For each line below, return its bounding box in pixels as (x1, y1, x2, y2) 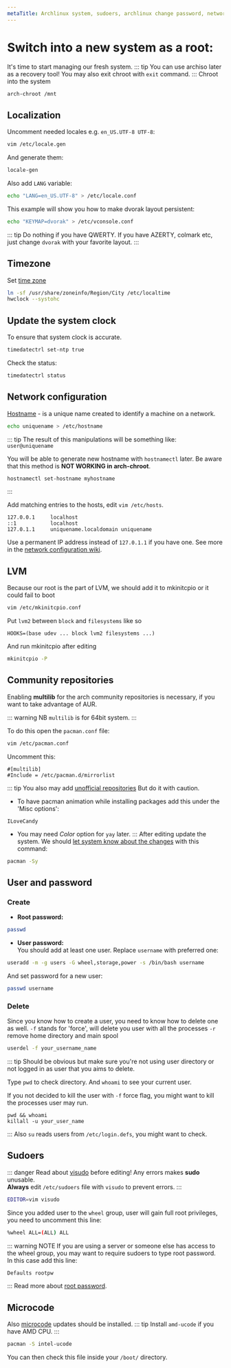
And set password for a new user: (7, 972, 103, 980)
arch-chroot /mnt (7, 90, 57, 97)
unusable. (7, 1175, 36, 1184)
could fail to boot (7, 591, 55, 599)
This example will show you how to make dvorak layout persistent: (7, 204, 195, 213)
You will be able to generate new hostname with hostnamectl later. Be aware (7, 455, 222, 463)
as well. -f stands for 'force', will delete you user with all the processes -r (7, 1024, 216, 1032)
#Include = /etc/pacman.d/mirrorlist (7, 772, 115, 779)
